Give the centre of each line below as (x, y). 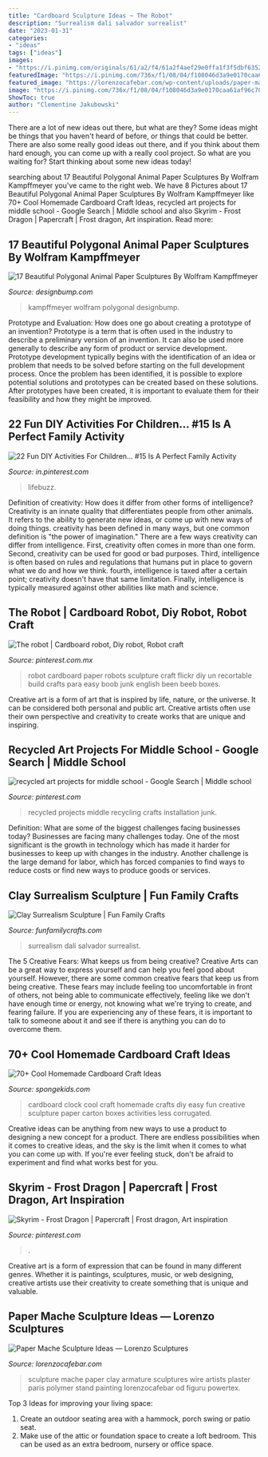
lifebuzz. (42, 487)
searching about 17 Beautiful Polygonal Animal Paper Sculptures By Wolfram (134, 177)
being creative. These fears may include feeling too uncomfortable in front (130, 987)
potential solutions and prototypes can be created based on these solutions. (134, 382)
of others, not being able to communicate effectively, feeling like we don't (129, 995)
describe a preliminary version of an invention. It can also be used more (126, 340)
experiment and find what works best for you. (83, 1162)
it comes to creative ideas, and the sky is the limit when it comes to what (128, 1145)
